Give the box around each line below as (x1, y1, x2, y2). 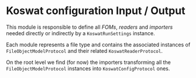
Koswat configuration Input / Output (6, 4, 185, 18)
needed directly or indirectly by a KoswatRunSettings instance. (6, 29, 155, 36)
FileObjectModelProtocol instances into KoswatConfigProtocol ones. (6, 65, 170, 72)
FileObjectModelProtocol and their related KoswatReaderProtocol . (6, 47, 163, 54)
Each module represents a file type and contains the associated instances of (6, 41, 191, 48)
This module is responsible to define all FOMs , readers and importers (6, 23, 173, 30)
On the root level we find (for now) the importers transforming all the (6, 59, 171, 66)
